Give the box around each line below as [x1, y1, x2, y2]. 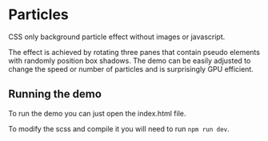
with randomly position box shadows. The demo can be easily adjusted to [8, 56, 251, 65]
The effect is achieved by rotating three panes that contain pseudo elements [8, 47, 260, 57]
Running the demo [8, 88, 102, 101]
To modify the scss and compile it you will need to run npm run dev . [8, 123, 230, 133]
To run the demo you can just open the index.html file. [8, 108, 186, 118]
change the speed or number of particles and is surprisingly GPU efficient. [8, 64, 254, 73]
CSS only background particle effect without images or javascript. [8, 32, 226, 41]
